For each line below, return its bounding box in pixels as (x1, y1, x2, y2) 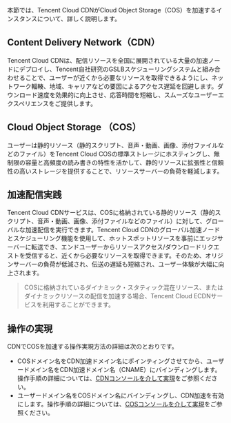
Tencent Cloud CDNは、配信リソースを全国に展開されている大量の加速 (7, 56, 208, 64)
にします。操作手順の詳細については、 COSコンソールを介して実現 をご (17, 400, 217, 409)
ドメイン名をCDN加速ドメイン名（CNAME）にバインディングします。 (23, 366, 221, 374)
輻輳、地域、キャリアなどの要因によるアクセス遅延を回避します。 (30, 82, 218, 90)
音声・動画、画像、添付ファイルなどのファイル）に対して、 (37, 217, 206, 225)
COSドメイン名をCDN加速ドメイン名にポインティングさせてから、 (17, 357, 207, 365)
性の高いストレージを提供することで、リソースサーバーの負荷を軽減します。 (7, 167, 223, 175)
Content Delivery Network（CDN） (7, 37, 161, 48)
